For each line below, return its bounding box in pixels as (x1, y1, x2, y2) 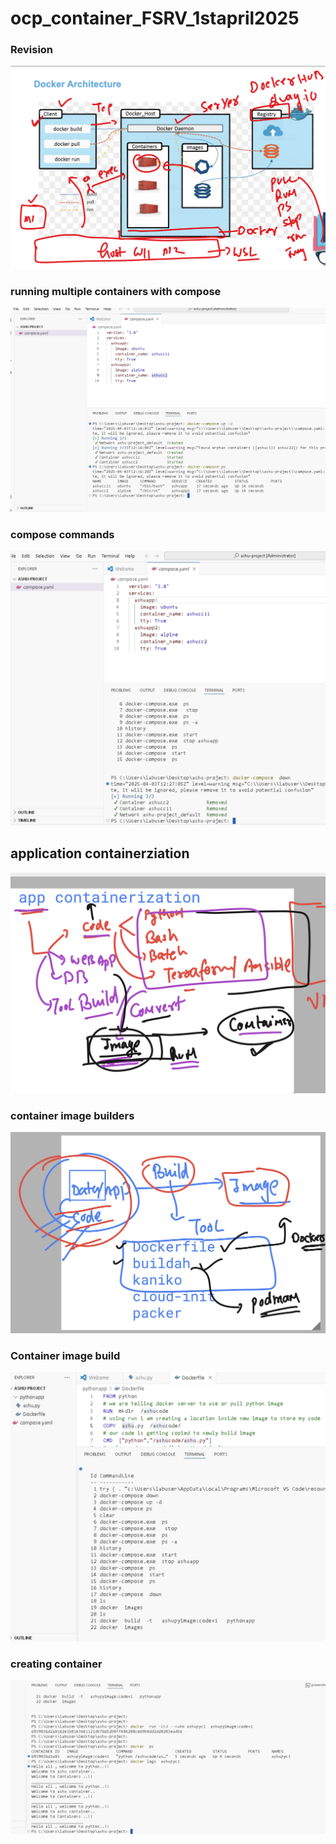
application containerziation (10, 845, 190, 862)
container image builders (10, 1108, 135, 1122)
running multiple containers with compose (10, 284, 222, 298)
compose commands (10, 528, 115, 542)
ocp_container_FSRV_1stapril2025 (10, 7, 300, 30)
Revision (10, 43, 54, 57)
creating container (10, 1657, 103, 1671)
